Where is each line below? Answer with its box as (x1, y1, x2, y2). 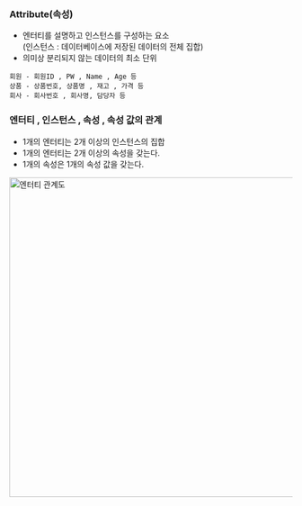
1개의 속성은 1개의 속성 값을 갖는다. (22, 158, 145, 169)
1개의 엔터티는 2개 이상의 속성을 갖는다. (22, 147, 160, 158)
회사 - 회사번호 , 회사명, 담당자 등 (9, 92, 126, 101)
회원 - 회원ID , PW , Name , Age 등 (9, 72, 138, 82)
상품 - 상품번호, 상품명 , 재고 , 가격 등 (9, 82, 145, 91)
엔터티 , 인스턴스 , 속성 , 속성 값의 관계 (9, 114, 163, 127)
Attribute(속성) (9, 7, 74, 20)
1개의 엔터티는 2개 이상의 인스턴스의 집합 (22, 136, 165, 147)
